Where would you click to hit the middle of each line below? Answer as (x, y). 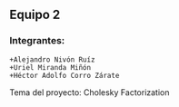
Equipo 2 (35, 15)
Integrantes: (37, 41)
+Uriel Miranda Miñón (50, 67)
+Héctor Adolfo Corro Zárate (65, 75)
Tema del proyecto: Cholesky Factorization (89, 92)
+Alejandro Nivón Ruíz (52, 59)
